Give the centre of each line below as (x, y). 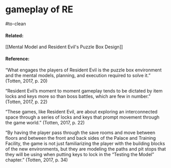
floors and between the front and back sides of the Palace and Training (81, 138)
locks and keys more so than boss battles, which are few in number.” (78, 97)
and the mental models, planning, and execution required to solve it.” (78, 76)
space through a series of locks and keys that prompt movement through (82, 117)
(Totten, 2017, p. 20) (26, 81)
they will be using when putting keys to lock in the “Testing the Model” (80, 155)
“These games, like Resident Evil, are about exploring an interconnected (81, 112)
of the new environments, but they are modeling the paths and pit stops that (85, 149)
